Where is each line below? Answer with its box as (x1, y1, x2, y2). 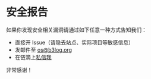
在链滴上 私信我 (14, 53, 52, 61)
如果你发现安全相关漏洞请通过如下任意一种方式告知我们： (6, 26, 147, 33)
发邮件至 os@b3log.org (14, 46, 73, 53)
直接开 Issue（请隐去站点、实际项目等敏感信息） (14, 39, 134, 46)
